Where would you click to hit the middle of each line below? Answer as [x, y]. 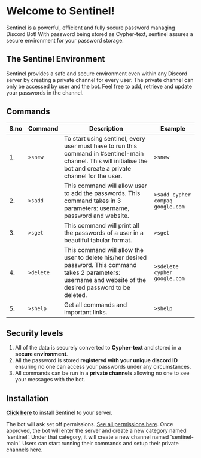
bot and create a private [98, 168]
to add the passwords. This [102, 193]
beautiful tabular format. [98, 240]
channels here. [25, 450]
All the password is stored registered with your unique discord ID [96, 360]
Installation [28, 398]
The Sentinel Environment [56, 59]
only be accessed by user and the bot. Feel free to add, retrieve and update [99, 86]
